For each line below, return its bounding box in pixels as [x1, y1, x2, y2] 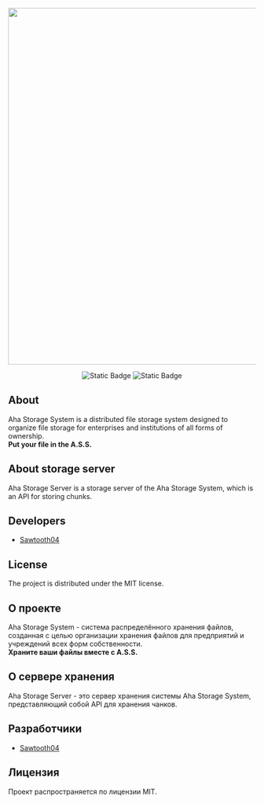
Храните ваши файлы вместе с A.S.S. [8, 648, 138, 657]
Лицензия [8, 766, 60, 780]
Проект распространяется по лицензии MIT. [8, 787, 157, 796]
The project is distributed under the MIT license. [8, 578, 164, 589]
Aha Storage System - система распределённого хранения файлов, [8, 622, 234, 632]
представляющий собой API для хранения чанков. [8, 699, 178, 709]
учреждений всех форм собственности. [8, 639, 143, 648]
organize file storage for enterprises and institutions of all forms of [8, 423, 223, 432]
